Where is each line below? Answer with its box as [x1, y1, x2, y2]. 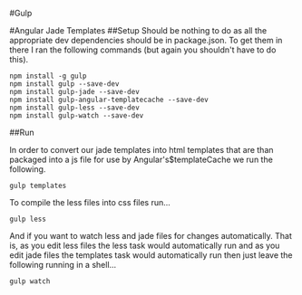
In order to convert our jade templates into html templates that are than [9, 145, 274, 155]
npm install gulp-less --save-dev [9, 103, 141, 112]
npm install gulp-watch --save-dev [9, 111, 144, 120]
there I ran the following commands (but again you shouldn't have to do [9, 44, 277, 55]
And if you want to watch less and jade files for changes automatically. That [9, 231, 293, 241]
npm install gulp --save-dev [9, 80, 120, 89]
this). [9, 54, 29, 64]
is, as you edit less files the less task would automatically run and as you [9, 240, 280, 251]
